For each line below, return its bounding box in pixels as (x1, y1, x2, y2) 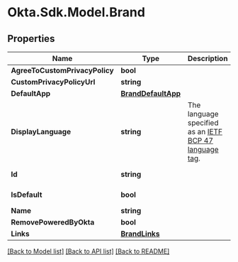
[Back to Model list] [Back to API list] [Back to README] (7, 247, 170, 256)
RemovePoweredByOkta (11, 217, 95, 227)
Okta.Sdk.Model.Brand (7, 4, 145, 21)
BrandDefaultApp (120, 89, 181, 98)
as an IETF (187, 127, 223, 136)
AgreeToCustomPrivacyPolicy (11, 65, 115, 75)
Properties (7, 33, 55, 45)
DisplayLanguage (11, 127, 72, 136)
